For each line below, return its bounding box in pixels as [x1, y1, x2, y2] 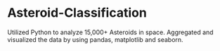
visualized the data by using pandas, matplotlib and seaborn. [7, 35, 184, 43]
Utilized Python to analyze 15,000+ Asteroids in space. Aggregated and [7, 28, 214, 36]
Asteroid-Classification [7, 5, 148, 21]
